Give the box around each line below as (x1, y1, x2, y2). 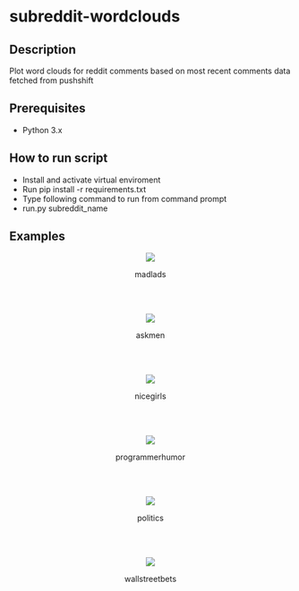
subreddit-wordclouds (9, 6, 181, 27)
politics (137, 512, 164, 524)
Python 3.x (21, 124, 63, 135)
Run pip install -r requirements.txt (21, 183, 146, 194)
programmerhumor (115, 452, 186, 462)
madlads (134, 269, 167, 280)
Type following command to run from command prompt (21, 193, 227, 204)
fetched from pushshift (9, 75, 94, 86)
